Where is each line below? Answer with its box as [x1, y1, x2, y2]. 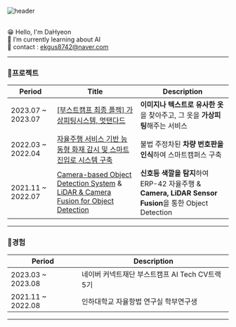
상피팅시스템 [57, 116, 96, 126]
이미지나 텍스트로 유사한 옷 [140, 100, 224, 110]
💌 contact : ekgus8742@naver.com [7, 43, 109, 51]
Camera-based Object [57, 169, 132, 179]
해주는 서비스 [146, 121, 188, 131]
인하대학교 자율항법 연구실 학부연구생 [81, 296, 198, 306]
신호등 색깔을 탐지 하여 [140, 169, 209, 179]
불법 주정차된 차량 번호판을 [140, 139, 224, 149]
